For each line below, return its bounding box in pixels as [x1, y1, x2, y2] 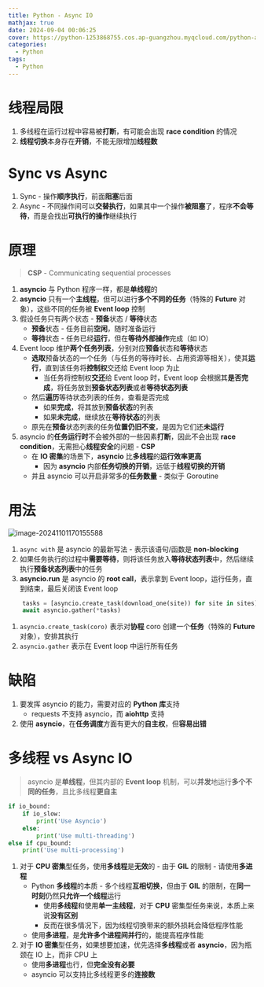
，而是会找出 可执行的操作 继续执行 [26, 211, 137, 220]
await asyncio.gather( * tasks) [22, 606, 122, 614]
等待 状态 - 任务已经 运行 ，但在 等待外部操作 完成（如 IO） [31, 333, 214, 343]
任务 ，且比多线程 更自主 [41, 787, 118, 797]
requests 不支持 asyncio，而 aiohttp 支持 [31, 709, 165, 719]
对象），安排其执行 [19, 632, 79, 641]
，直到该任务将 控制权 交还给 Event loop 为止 [38, 363, 181, 372]
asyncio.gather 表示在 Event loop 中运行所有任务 [19, 642, 178, 651]
